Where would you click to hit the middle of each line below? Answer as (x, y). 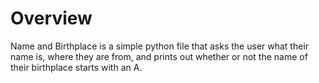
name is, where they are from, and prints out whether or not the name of (159, 56)
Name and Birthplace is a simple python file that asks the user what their (160, 46)
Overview (51, 18)
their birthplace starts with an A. (76, 67)
